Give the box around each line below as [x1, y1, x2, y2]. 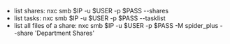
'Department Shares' [34, 29, 95, 37]
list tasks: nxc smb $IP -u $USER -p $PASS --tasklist [13, 14, 166, 22]
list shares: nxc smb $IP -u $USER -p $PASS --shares [13, 7, 169, 15]
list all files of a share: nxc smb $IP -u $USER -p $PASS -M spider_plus [13, 22, 219, 29]
